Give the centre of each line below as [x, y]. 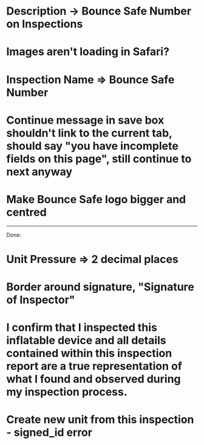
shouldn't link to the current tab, [89, 133]
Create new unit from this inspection [100, 420]
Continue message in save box [85, 120]
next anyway [39, 172]
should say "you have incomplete [93, 146]
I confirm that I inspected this [82, 328]
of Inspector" [41, 300]
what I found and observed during [93, 379]
